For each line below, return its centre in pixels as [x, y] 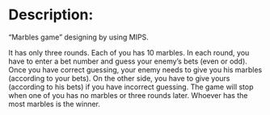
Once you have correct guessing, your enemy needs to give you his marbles [135, 69]
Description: [51, 15]
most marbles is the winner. [55, 104]
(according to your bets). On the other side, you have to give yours [119, 78]
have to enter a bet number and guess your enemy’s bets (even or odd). [128, 61]
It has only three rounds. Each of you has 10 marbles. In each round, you [129, 52]
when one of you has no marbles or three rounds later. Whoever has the [128, 95]
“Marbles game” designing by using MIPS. [79, 37]
